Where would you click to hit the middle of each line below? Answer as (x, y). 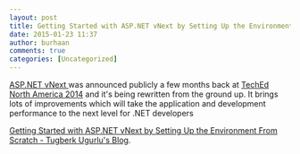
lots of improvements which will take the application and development (137, 103)
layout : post (33, 17)
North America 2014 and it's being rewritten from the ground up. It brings (144, 94)
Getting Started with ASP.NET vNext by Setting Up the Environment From (144, 130)
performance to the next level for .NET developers (101, 113)
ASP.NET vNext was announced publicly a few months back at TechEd (139, 85)
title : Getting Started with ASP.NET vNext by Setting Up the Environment (151, 26)
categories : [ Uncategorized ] (63, 59)
